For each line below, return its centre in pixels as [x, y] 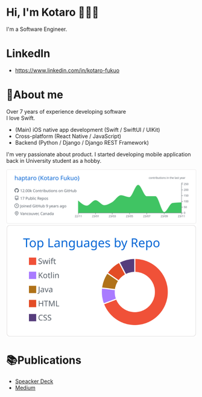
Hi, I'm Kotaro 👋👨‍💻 [53, 12]
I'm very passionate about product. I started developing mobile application [99, 154]
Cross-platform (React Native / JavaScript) [68, 136]
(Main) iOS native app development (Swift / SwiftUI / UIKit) [87, 130]
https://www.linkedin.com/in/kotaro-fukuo [67, 70]
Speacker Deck [34, 381]
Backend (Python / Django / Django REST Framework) [82, 142]
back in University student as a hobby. [54, 160]
